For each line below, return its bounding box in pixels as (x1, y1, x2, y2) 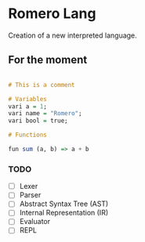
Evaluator (19, 217, 51, 226)
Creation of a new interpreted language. (8, 31, 137, 40)
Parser (19, 190, 42, 200)
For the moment (8, 53, 88, 67)
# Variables (8, 95, 47, 103)
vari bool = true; (8, 117, 68, 125)
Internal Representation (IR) (19, 208, 108, 218)
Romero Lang (8, 5, 96, 23)
